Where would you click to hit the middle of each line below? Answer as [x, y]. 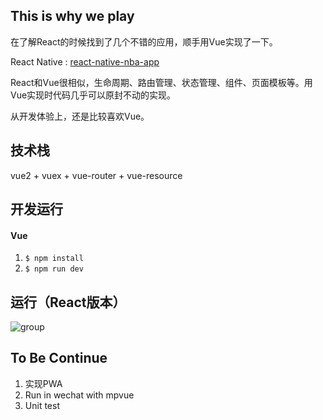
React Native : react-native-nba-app [85, 61]
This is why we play [72, 16]
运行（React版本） [68, 302]
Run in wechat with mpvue [79, 395]
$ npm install [54, 259]
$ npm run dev [54, 269]
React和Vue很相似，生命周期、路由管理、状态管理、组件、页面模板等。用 [161, 82]
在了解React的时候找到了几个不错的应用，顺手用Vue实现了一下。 [144, 41]
